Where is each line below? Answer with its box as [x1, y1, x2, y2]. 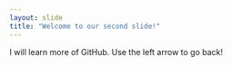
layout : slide [9, 13, 64, 23]
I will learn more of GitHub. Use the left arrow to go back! [9, 46, 223, 57]
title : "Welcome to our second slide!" [9, 22, 161, 31]
